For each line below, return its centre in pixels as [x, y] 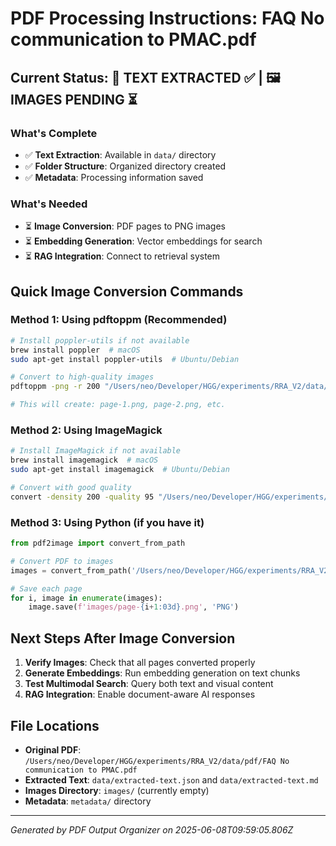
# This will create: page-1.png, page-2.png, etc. [118, 405]
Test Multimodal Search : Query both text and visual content [149, 684]
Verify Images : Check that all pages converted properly [140, 663]
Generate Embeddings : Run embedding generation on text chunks [162, 673]
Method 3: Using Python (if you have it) [107, 522]
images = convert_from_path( [71, 570]
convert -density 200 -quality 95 [82, 497]
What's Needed [49, 204]
